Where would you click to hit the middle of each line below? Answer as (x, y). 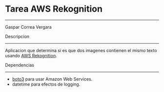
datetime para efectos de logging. (46, 84)
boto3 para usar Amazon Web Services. (52, 79)
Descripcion (17, 36)
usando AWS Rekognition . (31, 55)
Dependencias (20, 65)
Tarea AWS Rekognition (54, 9)
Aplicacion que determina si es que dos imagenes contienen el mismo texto (81, 50)
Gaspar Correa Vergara (29, 27)
